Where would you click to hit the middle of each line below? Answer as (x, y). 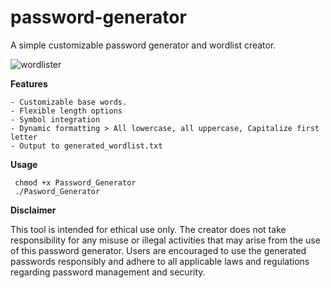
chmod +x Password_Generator (75, 182)
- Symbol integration (55, 119)
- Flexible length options (66, 111)
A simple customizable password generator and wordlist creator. (143, 45)
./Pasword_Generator (57, 191)
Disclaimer (33, 210)
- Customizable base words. (69, 102)
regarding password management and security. (108, 272)
